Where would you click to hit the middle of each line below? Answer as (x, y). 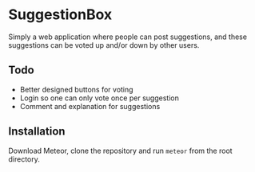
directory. (24, 159)
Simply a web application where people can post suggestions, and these (128, 37)
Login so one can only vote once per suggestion (100, 98)
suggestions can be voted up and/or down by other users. (104, 45)
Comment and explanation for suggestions (90, 106)
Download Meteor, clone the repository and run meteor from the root (121, 150)
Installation (37, 132)
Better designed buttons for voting (76, 89)
